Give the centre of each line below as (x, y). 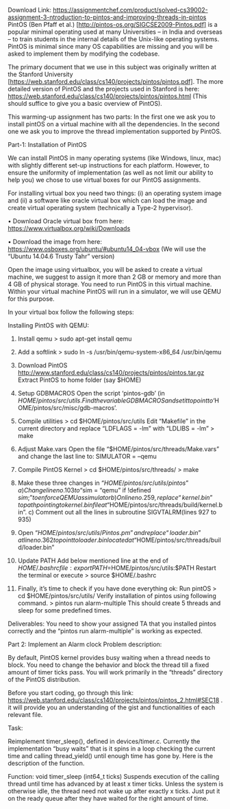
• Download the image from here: (55, 242)
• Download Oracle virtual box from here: (66, 221)
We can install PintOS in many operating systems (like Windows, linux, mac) (115, 158)
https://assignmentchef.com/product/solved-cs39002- (130, 10)
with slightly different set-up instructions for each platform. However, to (108, 165)
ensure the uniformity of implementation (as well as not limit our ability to (111, 172)
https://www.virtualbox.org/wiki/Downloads (69, 228)
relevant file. (25, 715)
